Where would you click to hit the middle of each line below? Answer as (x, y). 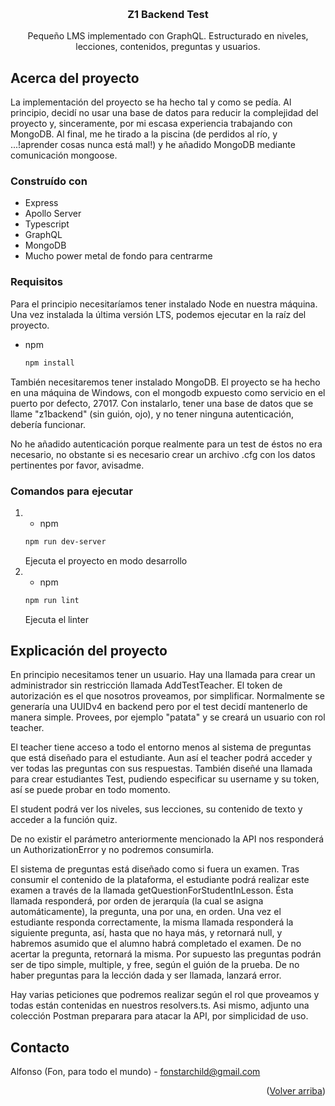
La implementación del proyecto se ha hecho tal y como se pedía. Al (151, 102)
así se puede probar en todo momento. (90, 790)
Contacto (40, 1047)
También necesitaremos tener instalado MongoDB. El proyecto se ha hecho (165, 382)
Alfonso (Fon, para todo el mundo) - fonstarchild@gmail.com (135, 1072)
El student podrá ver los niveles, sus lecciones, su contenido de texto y (156, 809)
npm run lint (52, 600)
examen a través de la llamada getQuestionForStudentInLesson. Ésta (152, 890)
